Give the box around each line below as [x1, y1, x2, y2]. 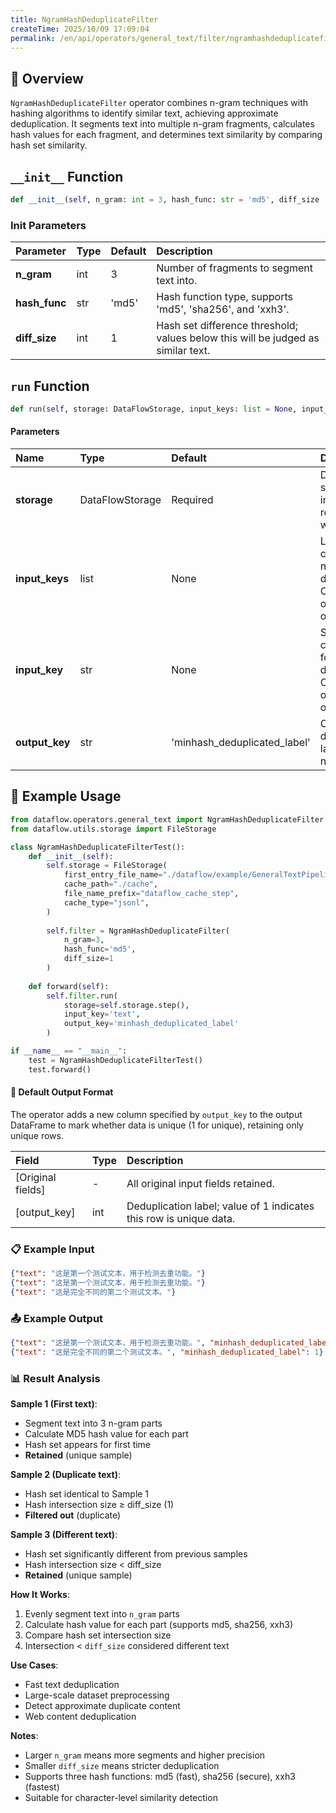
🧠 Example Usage [10, 788, 122, 805]
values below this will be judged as [156, 331, 320, 345]
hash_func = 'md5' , [63, 944, 137, 955]
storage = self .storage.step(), [63, 1000, 190, 1010]
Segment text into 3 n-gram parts [24, 1417, 163, 1430]
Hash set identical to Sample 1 [24, 1488, 150, 1500]
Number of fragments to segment [156, 261, 313, 275]
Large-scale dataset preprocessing [24, 1689, 170, 1701]
